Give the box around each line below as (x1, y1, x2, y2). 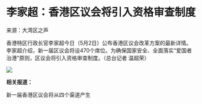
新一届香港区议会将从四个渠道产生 (6, 91, 91, 98)
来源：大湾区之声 (6, 26, 49, 34)
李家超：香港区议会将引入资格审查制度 (6, 5, 197, 19)
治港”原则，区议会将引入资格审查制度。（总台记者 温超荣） (6, 54, 150, 61)
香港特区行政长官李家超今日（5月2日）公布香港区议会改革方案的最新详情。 (6, 39, 192, 46)
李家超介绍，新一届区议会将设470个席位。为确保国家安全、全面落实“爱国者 (6, 46, 192, 54)
